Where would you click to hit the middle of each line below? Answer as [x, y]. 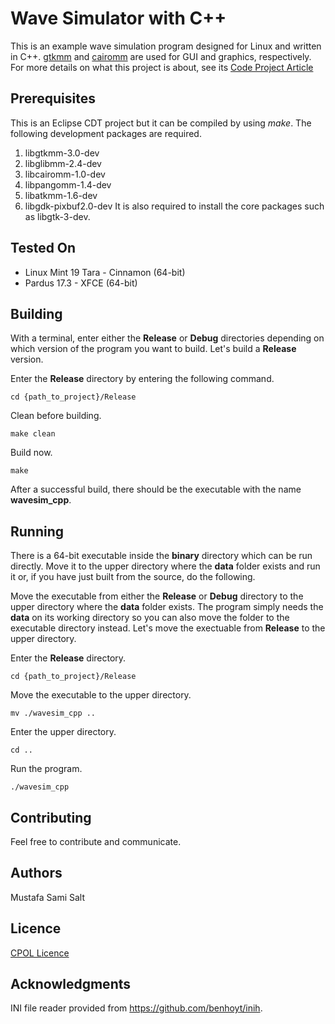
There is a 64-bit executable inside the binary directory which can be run [161, 556]
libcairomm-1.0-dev [65, 174]
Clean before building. [56, 416]
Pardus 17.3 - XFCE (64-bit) [81, 283]
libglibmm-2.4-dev [63, 163]
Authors [36, 873]
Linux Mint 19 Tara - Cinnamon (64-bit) [105, 272]
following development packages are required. [106, 133]
